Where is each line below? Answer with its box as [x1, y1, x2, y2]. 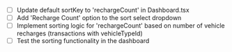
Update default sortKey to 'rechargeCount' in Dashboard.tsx [16, 6, 190, 14]
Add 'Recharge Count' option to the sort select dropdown [16, 14, 182, 22]
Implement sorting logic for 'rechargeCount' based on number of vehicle [16, 21, 225, 30]
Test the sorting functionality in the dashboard [16, 37, 150, 45]
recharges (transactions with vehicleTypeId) [16, 29, 144, 37]
